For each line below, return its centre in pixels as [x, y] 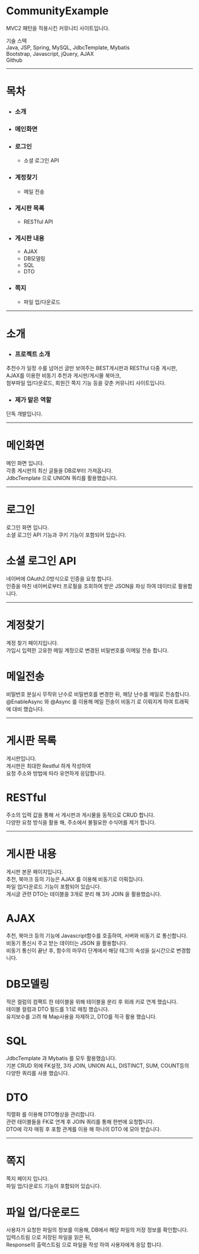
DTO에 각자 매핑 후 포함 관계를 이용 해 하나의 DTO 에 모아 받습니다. [84, 1129]
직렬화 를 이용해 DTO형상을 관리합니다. [51, 1114]
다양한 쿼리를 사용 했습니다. [38, 1073]
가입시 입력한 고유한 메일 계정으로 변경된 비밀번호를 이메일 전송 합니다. [87, 650]
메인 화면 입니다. [25, 463]
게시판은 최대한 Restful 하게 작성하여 [49, 765]
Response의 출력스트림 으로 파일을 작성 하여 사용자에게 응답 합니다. [84, 1245]
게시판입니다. [21, 758]
